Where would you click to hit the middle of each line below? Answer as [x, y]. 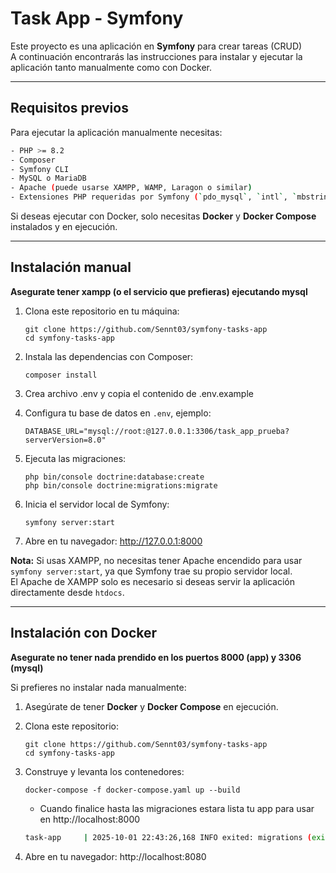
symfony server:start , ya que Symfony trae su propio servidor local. [151, 571]
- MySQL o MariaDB [48, 178]
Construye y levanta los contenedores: [104, 771]
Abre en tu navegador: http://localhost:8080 [115, 856]
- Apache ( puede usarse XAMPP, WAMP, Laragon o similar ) [131, 188]
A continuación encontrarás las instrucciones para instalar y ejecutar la [156, 56]
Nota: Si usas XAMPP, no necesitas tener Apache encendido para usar [156, 560]
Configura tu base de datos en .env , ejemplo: [118, 413]
